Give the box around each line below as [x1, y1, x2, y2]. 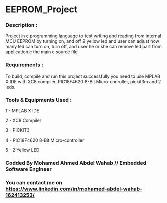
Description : [5, 22, 38, 29]
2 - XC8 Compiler [5, 117, 42, 124]
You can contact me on [5, 179, 63, 186]
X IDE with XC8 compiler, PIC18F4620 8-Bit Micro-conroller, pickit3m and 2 [5, 78, 161, 84]
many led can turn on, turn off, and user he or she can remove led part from [5, 44, 162, 50]
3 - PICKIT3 [5, 127, 30, 133]
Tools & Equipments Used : [5, 96, 72, 103]
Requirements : [5, 61, 44, 69]
